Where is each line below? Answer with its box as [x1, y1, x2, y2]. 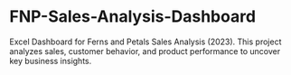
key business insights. [9, 55, 92, 66]
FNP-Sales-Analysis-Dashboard [9, 6, 256, 27]
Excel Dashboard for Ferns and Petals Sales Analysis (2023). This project [9, 36, 282, 47]
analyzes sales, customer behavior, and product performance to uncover [9, 45, 281, 56]
